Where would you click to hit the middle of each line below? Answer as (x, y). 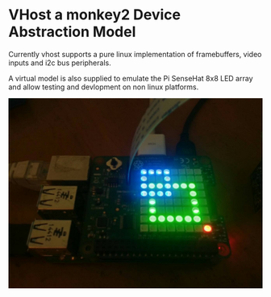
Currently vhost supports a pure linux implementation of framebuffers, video (135, 54)
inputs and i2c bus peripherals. (60, 63)
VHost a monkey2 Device (95, 15)
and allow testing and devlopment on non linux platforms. (104, 87)
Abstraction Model (72, 32)
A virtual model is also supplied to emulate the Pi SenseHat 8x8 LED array (131, 78)
